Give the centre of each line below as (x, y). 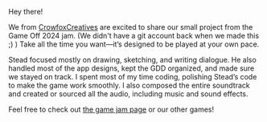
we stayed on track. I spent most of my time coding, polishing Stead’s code (133, 77)
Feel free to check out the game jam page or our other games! (111, 109)
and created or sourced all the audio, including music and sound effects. (128, 94)
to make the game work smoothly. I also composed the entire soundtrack (129, 85)
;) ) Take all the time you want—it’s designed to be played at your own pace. (134, 44)
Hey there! (26, 12)
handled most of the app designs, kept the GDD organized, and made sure (131, 68)
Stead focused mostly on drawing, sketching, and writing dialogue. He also (133, 60)
